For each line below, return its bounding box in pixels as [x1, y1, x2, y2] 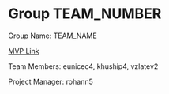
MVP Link [8, 46, 39, 55]
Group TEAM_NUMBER [8, 5, 162, 23]
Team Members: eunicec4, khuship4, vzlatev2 [8, 61, 159, 71]
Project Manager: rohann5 [8, 77, 93, 86]
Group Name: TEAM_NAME [8, 31, 97, 40]
